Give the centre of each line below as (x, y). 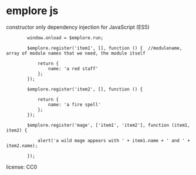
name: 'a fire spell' (74, 105)
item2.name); (22, 146)
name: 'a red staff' (73, 69)
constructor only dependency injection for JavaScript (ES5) (78, 27)
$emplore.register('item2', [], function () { (85, 89)
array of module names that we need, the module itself (76, 53)
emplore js (32, 11)
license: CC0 (22, 167)
